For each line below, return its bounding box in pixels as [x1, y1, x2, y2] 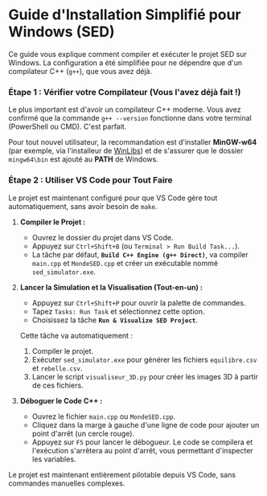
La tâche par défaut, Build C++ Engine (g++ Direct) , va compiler [31, 249, 249, 259]
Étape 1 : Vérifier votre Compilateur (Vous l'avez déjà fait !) [8, 86, 241, 97]
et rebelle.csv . [31, 363, 83, 373]
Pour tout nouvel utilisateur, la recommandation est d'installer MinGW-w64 [8, 137, 257, 147]
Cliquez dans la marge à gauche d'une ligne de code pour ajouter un [31, 420, 260, 429]
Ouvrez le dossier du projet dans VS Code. [31, 232, 174, 242]
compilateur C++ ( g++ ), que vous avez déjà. [8, 66, 153, 76]
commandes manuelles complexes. [8, 478, 125, 488]
